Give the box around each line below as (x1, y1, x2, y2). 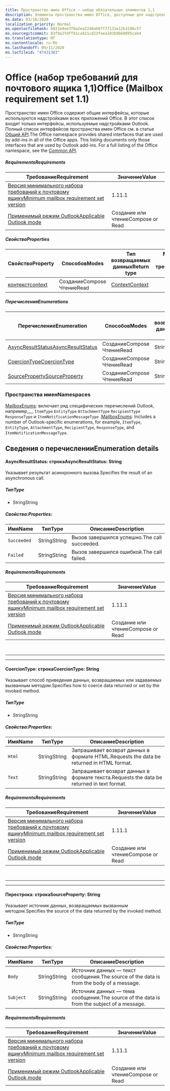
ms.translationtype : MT (5, 36, 56, 41)
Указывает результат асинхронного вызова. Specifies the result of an (5, 470, 153, 476)
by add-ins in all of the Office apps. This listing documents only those (5, 137, 150, 143)
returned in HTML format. (71, 760, 133, 767)
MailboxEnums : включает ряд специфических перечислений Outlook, (5, 402, 155, 408)
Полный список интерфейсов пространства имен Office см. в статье (5, 126, 154, 132)
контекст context (8, 281, 48, 288)
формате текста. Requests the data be (71, 774, 162, 781)
